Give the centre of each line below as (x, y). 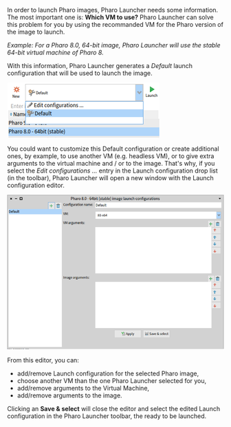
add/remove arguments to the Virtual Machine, (83, 388)
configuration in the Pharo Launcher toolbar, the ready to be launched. (107, 416)
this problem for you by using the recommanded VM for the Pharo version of (115, 24)
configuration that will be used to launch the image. (80, 73)
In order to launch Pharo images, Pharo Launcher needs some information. (113, 10)
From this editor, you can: (43, 360)
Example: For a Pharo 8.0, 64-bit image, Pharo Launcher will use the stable (114, 45)
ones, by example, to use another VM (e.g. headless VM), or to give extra (111, 156)
